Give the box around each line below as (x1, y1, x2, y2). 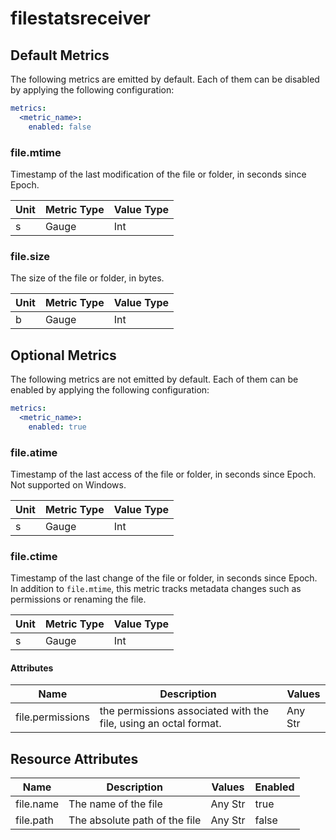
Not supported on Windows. (10, 478, 127, 491)
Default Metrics (10, 47, 110, 64)
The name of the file (68, 797, 163, 811)
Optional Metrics (10, 347, 117, 364)
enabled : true (28, 422, 87, 432)
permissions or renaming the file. (10, 593, 147, 606)
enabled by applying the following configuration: (10, 384, 210, 396)
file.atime (10, 445, 58, 459)
